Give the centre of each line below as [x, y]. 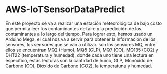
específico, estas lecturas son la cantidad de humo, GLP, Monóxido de [79, 60]
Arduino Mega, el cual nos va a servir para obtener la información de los [80, 39]
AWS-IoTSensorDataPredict [65, 9]
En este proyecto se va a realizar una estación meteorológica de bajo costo [84, 23]
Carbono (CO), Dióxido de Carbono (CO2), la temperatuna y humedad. [79, 66]
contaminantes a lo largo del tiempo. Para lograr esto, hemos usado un [79, 34]
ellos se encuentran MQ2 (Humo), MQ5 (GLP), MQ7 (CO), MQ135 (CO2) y [82, 50]
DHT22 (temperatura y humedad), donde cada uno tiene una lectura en [80, 55]
